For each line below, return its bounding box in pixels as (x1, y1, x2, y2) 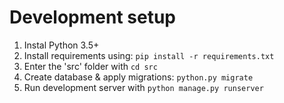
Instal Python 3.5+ (23, 39, 100, 51)
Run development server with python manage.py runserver (23, 81, 264, 93)
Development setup (9, 6, 177, 29)
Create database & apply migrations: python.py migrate (23, 71, 254, 83)
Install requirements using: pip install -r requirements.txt (23, 49, 275, 61)
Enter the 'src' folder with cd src (23, 60, 158, 72)
